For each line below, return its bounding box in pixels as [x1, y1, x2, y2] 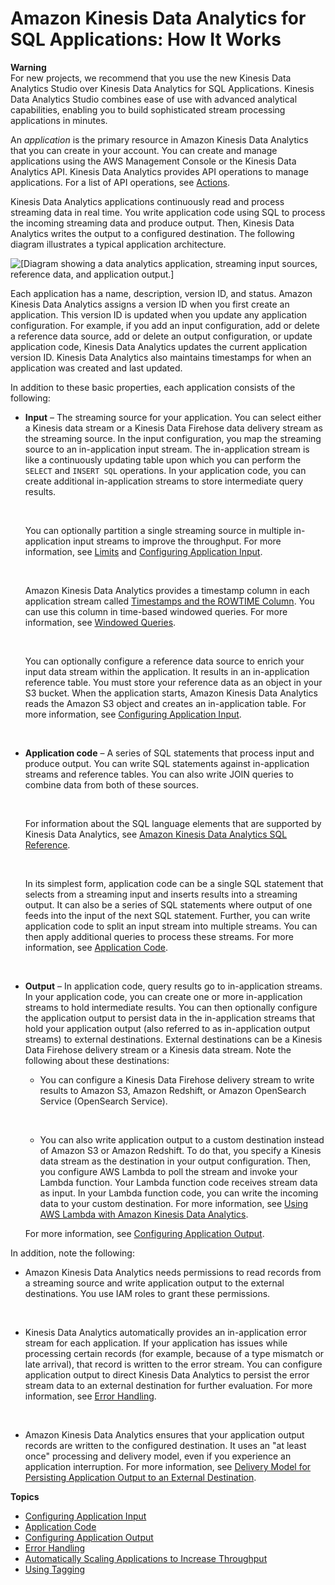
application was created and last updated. [10, 362, 183, 374]
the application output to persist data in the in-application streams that [24, 1012, 316, 1024]
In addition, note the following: [10, 1247, 135, 1259]
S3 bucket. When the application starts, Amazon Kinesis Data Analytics [24, 687, 318, 699]
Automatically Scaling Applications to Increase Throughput [24, 1552, 268, 1564]
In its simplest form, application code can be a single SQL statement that [24, 877, 324, 889]
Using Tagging [24, 1563, 86, 1575]
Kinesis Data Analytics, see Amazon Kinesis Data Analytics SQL [24, 828, 288, 840]
